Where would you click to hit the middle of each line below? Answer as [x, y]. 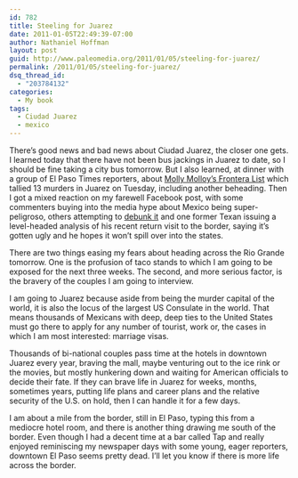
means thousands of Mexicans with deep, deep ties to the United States [141, 317]
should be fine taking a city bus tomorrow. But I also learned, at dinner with [147, 169]
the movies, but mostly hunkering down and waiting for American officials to [149, 372]
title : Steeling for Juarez [61, 26]
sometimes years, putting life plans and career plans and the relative [135, 391]
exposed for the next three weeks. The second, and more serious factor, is [146, 271]
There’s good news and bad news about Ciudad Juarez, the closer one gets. [149, 150]
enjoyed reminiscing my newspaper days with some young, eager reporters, [149, 446]
